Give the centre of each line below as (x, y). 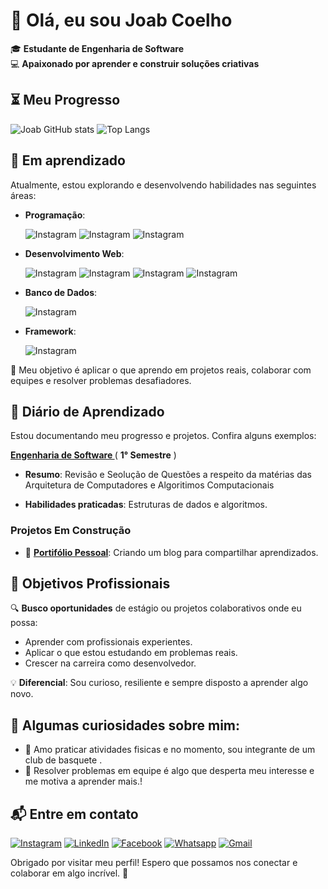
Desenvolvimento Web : (74, 253)
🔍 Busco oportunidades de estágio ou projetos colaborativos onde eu (156, 608)
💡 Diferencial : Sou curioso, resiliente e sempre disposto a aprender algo (159, 683)
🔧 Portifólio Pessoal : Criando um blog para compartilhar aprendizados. (171, 552)
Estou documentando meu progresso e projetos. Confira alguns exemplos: (163, 436)
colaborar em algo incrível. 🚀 (69, 873)
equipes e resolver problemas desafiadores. (101, 380)
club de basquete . (63, 760)
